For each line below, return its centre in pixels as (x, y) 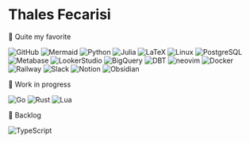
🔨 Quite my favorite (40, 37)
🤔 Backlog (25, 115)
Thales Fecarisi (60, 15)
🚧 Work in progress (40, 84)
